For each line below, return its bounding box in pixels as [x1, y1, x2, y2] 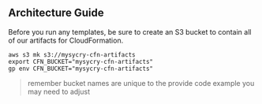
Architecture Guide [8, 6, 104, 20]
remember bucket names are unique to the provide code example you [27, 78, 255, 87]
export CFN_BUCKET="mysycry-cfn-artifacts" [8, 58, 154, 65]
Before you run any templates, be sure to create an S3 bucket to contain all [8, 27, 252, 36]
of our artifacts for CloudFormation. [8, 35, 124, 45]
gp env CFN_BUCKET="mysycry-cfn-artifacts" [8, 65, 154, 72]
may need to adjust [27, 87, 91, 96]
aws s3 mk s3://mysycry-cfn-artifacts [8, 50, 136, 58]
